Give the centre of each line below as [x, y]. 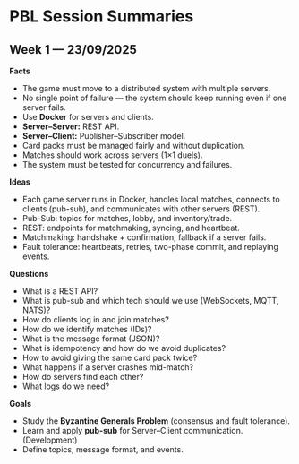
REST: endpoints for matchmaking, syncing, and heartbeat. [131, 228]
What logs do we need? [66, 386]
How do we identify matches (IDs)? [87, 329]
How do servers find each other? [83, 377]
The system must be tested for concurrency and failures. [127, 164]
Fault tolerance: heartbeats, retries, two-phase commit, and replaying [150, 247]
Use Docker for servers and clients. [88, 117]
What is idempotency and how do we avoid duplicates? [124, 348]
